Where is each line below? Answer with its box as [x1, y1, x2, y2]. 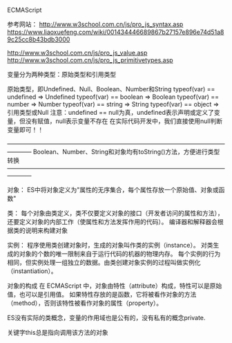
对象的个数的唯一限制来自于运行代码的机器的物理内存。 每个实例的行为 [19, 250, 221, 258]
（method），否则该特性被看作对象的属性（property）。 [7, 299, 163, 307]
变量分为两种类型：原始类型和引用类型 [7, 71, 116, 78]
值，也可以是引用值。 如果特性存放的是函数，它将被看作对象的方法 [7, 290, 197, 298]
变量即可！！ [7, 126, 43, 133]
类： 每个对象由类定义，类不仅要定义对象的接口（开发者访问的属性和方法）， [7, 209, 224, 217]
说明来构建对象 [25, 226, 68, 234]
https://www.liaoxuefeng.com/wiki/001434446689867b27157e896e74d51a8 [7, 28, 224, 36]
